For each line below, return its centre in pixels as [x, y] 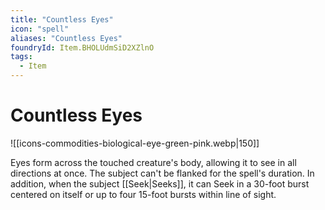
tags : [21, 57]
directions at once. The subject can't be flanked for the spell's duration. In [162, 173]
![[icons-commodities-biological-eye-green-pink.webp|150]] [135, 143]
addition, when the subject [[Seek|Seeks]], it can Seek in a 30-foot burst [160, 183]
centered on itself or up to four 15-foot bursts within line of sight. [143, 194]
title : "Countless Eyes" [62, 19]
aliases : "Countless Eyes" [66, 38]
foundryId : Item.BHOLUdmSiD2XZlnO [82, 47]
